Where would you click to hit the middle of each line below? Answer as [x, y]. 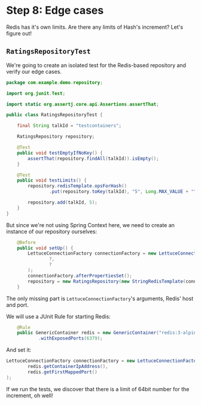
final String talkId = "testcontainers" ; [69, 126]
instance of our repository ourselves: [52, 231]
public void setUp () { [45, 248]
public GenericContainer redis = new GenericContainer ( [88, 333]
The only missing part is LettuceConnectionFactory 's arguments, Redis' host [100, 298]
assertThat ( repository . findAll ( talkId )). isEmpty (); [94, 158]
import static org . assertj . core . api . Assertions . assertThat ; [83, 104]
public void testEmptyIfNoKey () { [60, 153]
